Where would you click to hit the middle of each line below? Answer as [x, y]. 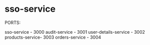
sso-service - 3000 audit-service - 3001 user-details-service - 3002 [75, 32]
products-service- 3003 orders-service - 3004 [53, 37]
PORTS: [13, 22]
